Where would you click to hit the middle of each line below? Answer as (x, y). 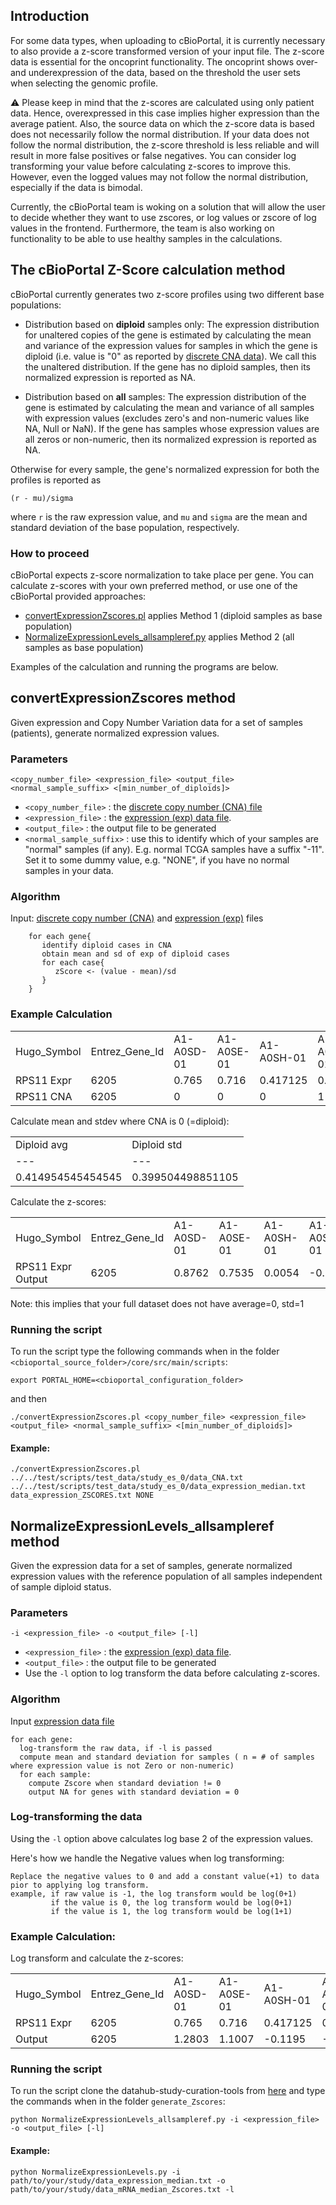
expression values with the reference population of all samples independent (166, 1576)
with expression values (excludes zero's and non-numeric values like (167, 418)
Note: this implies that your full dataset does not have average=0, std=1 (157, 1303)
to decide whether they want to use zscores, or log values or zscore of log (163, 217)
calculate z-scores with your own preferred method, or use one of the (154, 585)
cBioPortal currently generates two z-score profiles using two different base (167, 294)
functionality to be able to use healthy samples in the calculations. (146, 238)
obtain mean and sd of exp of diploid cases (135, 954)
